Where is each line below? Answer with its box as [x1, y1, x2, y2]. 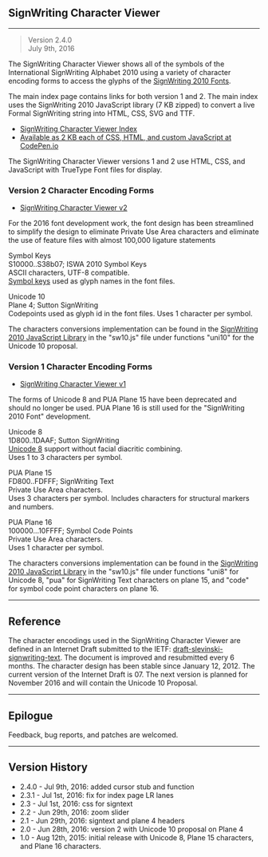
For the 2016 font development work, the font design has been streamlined [8, 219, 254, 228]
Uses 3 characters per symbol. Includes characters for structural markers [8, 494, 250, 503]
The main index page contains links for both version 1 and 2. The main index [8, 91, 258, 101]
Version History [8, 760, 88, 774]
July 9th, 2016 [27, 43, 75, 53]
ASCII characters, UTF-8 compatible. [8, 268, 130, 278]
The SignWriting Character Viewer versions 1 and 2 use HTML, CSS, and [8, 156, 246, 166]
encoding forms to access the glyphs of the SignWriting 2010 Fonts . [8, 76, 231, 85]
